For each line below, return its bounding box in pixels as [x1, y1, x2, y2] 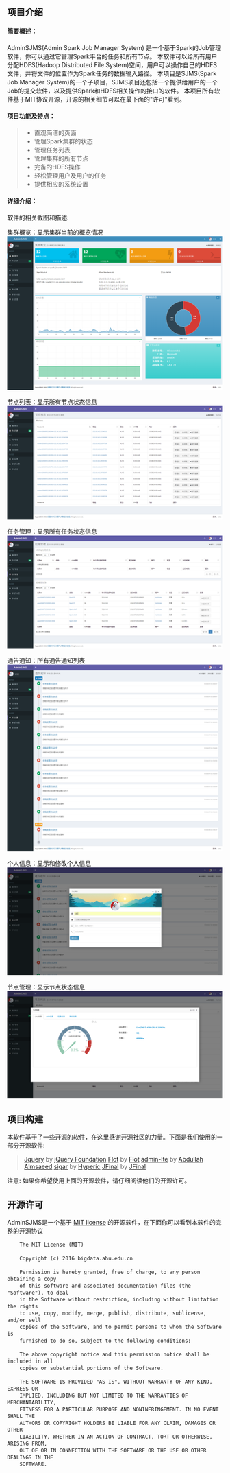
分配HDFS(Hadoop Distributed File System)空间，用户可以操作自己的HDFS [7, 60, 218, 69]
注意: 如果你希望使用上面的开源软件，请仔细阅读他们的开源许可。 [7, 1177, 190, 1185]
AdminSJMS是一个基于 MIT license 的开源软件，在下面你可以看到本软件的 [7, 1218, 216, 1227]
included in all [7, 1358, 53, 1365]
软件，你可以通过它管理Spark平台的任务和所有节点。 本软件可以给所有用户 [7, 52, 218, 60]
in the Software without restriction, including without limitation [19, 1296, 219, 1304]
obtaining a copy [7, 1275, 57, 1283]
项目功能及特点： [7, 112, 55, 120]
